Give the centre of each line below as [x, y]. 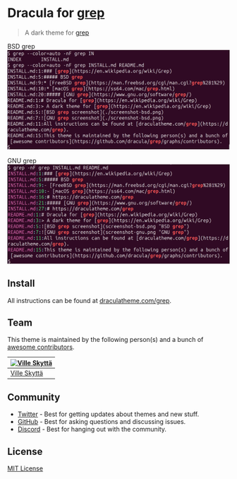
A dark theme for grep [57, 32]
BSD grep [21, 46]
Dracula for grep [56, 13]
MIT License [25, 468]
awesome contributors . [41, 347]
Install [21, 284]
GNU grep [22, 160]
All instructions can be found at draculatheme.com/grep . [89, 300]
